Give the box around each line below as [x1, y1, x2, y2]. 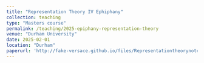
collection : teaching [6, 14, 61, 20]
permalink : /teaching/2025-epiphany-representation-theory [6, 25, 159, 32]
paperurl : [6, 48, 32, 54]
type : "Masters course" [6, 20, 67, 26]
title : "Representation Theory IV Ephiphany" [6, 8, 123, 15]
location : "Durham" [6, 43, 56, 49]
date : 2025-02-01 [6, 37, 50, 43]
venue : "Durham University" [6, 31, 78, 37]
